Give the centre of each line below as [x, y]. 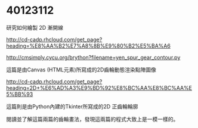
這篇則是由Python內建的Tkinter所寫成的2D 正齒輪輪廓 [72, 106]
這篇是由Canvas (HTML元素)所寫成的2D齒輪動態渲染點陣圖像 [81, 70]
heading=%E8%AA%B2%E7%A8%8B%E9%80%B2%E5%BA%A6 [89, 46]
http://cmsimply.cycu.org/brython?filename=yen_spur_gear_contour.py [93, 57]
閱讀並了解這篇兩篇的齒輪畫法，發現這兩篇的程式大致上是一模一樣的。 [92, 119]
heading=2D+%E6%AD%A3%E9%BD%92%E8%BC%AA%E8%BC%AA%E [99, 88]
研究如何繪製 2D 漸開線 [35, 27]
